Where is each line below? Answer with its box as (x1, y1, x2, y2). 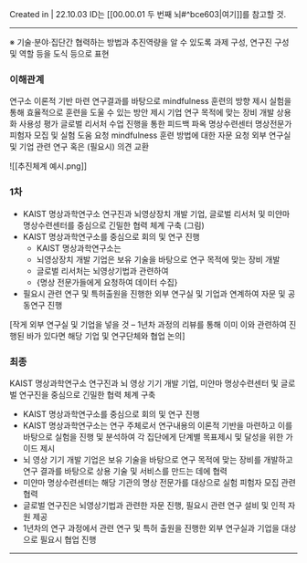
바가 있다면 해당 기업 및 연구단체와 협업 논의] (26, 330, 185, 341)
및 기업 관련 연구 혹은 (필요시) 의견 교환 (9, 141, 149, 152)
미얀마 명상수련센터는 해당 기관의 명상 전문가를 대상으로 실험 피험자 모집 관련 (22, 476, 297, 487)
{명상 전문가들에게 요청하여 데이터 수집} (36, 276, 178, 287)
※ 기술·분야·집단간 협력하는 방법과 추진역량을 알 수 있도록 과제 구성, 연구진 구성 (9, 36, 290, 47)
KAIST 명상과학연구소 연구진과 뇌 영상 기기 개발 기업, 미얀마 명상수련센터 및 (9, 378, 279, 389)
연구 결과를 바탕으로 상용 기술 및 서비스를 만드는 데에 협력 (22, 465, 228, 476)
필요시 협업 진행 (39, 534, 97, 545)
